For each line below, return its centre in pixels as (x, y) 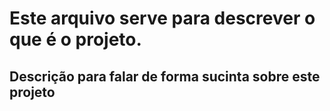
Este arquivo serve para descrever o (162, 18)
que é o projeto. (75, 39)
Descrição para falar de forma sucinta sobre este (165, 76)
